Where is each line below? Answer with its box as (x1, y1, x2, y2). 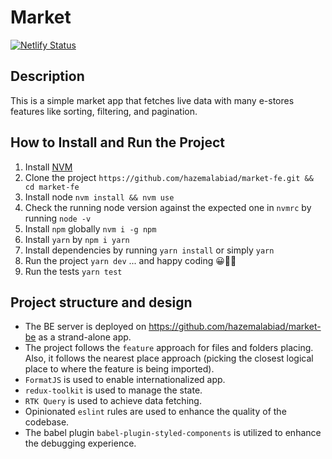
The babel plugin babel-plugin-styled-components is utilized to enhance (24, 427, 322, 439)
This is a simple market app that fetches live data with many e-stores (10, 94, 295, 106)
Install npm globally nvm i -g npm (24, 222, 157, 235)
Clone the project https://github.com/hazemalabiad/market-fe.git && (24, 171, 314, 183)
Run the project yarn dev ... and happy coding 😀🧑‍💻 (24, 254, 237, 266)
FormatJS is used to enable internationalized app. (24, 374, 226, 386)
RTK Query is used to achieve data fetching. (24, 395, 202, 407)
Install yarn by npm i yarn (24, 233, 130, 245)
